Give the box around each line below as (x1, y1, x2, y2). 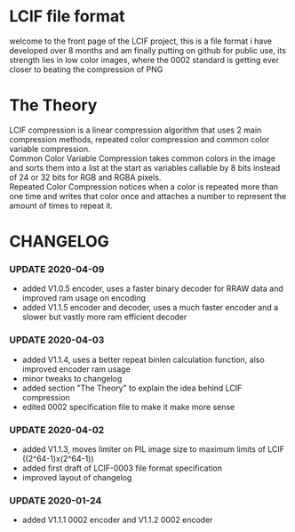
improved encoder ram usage (21, 363, 131, 375)
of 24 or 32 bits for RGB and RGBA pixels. (9, 172, 162, 182)
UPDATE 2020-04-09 (9, 262, 105, 275)
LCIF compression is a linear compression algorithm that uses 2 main (9, 125, 262, 135)
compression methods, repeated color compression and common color (9, 133, 270, 144)
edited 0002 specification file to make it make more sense (21, 401, 235, 412)
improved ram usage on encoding (21, 293, 147, 303)
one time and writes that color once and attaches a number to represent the (9, 190, 287, 201)
